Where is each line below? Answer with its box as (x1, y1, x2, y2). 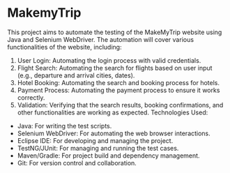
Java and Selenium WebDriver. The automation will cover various (7, 35, 194, 43)
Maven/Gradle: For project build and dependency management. (17, 151, 200, 160)
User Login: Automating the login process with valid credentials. (17, 56, 201, 64)
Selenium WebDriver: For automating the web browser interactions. (17, 129, 210, 137)
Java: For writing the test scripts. (17, 121, 112, 130)
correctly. (17, 93, 45, 102)
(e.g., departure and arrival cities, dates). (17, 71, 135, 80)
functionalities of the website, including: (7, 43, 122, 51)
